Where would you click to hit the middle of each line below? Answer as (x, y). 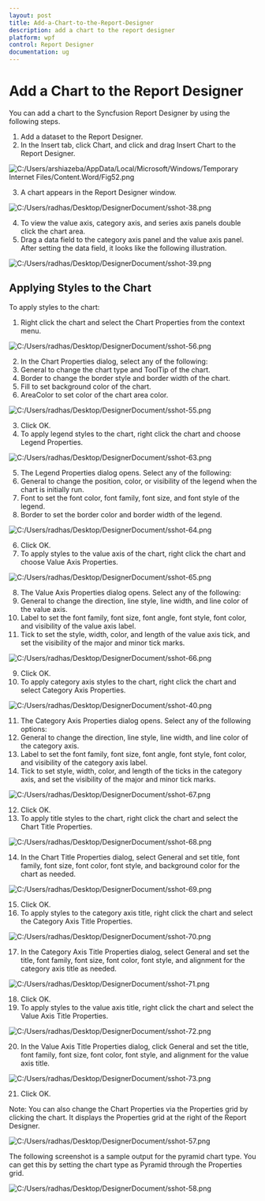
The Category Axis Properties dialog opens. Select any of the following (136, 720)
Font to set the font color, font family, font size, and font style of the (130, 498)
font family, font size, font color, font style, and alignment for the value (134, 1054)
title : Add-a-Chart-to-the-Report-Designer (82, 23)
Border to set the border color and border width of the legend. (121, 514)
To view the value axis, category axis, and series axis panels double (131, 222)
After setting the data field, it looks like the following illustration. (123, 248)
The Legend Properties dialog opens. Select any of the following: (126, 472)
